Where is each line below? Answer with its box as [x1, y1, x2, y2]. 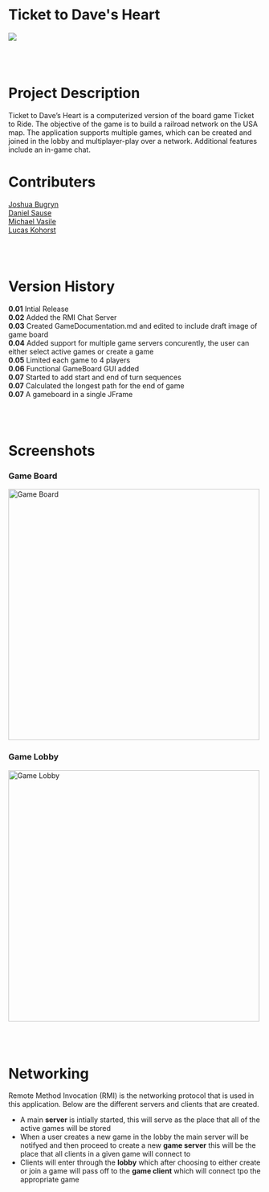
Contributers [8, 173, 96, 191]
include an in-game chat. [8, 145, 91, 154]
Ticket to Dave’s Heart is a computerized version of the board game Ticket [8, 110, 255, 120]
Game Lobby [8, 752, 59, 763]
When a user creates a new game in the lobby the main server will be [19, 1132, 249, 1142]
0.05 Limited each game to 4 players [8, 355, 131, 365]
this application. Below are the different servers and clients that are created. [8, 1100, 259, 1109]
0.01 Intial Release [8, 304, 69, 313]
